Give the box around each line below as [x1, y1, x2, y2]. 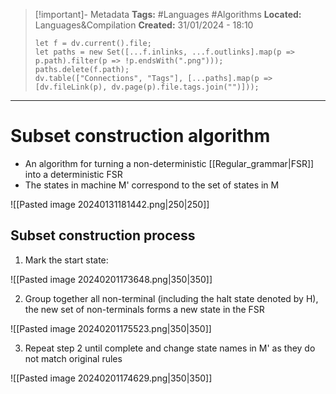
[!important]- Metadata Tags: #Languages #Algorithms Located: [34, 9, 302, 20]
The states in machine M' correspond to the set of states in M [24, 179, 280, 191]
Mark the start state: [24, 254, 109, 266]
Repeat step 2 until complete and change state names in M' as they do [24, 342, 316, 354]
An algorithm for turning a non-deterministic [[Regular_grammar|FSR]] [24, 157, 315, 169]
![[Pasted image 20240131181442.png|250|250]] [10, 198, 210, 210]
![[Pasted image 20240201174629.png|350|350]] [10, 372, 213, 384]
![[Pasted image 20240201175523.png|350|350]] [10, 322, 212, 334]
